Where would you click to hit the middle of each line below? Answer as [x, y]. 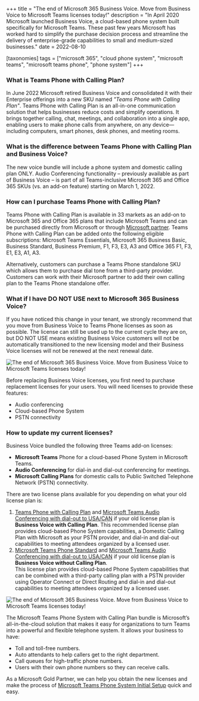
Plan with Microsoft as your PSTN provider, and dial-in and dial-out [97, 537]
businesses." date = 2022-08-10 [46, 47]
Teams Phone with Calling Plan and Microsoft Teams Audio [87, 512]
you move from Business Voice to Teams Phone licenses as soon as [89, 325]
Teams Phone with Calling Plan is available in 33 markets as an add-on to [96, 214]
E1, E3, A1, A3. [23, 253]
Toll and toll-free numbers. [47, 648]
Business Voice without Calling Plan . [61, 563]
